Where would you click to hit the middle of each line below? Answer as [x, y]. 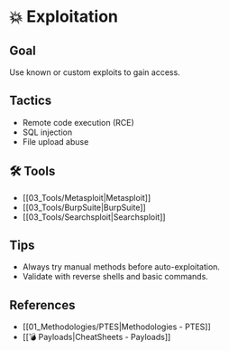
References [42, 305]
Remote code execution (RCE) [78, 122]
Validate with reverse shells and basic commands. [115, 277]
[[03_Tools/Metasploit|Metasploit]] [87, 197]
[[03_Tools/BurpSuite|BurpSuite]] [84, 207]
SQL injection [47, 132]
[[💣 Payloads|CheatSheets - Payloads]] [96, 337]
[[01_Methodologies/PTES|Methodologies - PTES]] [117, 327]
